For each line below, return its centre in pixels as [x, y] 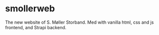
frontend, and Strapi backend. [36, 27]
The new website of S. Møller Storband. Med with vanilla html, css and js [79, 22]
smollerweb [30, 9]
